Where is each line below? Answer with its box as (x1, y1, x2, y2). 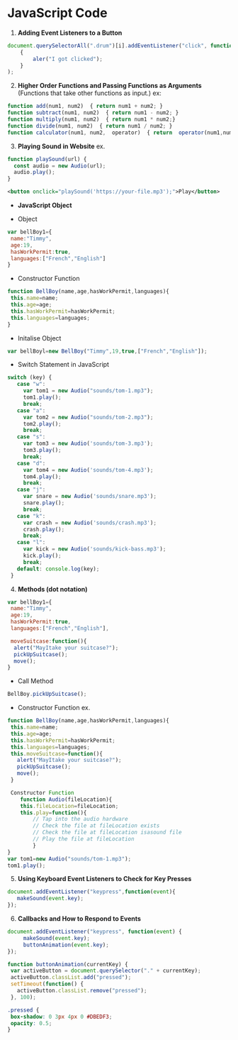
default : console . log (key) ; (16, 565, 100, 572)
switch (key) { (7, 374, 52, 381)
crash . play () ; (23, 526, 65, 533)
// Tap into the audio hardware (33, 816, 129, 823)
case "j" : (16, 486, 46, 494)
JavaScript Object (17, 201, 72, 210)
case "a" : (16, 406, 46, 414)
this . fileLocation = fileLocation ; (20, 802, 119, 809)
